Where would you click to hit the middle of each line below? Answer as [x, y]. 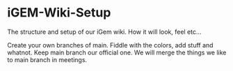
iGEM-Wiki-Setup [59, 13]
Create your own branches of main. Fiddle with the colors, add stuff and [110, 45]
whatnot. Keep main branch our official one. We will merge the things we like [117, 52]
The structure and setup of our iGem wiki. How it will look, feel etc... [104, 32]
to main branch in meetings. [47, 59]
